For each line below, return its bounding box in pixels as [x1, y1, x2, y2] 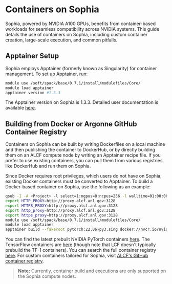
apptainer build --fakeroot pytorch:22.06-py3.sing [5, 227, 118, 232]
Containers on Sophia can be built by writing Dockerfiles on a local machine [5, 141, 165, 147]
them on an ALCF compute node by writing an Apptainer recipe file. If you [5, 152, 161, 158]
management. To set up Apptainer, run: [5, 71, 88, 77]
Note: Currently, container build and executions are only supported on [17, 268, 166, 274]
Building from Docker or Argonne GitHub [5, 119, 137, 128]
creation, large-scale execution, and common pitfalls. [5, 37, 118, 43]
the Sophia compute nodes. [17, 273, 77, 279]
